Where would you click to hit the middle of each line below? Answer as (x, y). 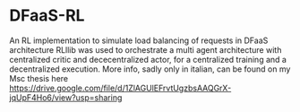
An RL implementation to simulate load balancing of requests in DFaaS (139, 40)
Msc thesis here (39, 78)
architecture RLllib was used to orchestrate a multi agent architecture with (146, 49)
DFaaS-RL (47, 16)
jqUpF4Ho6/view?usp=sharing (66, 97)
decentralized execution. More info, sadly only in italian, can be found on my (150, 69)
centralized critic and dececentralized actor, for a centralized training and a (148, 59)
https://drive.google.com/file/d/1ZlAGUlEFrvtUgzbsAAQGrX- (120, 88)
